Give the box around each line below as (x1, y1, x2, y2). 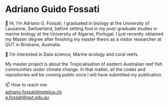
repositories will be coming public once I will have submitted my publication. (5, 71, 163, 77)
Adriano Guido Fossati (5, 4, 100, 15)
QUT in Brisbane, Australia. (5, 41, 61, 47)
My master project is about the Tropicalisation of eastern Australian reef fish (5, 61, 163, 67)
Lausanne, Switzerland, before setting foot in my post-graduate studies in (5, 25, 157, 31)
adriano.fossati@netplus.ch (5, 89, 62, 95)
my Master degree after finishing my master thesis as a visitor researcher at (5, 36, 161, 42)
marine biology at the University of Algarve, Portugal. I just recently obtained (5, 31, 163, 37)
